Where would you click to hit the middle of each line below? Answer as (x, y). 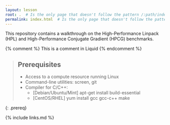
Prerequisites (39, 64)
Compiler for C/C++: (47, 87)
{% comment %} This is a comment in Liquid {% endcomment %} (74, 49)
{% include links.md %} (30, 118)
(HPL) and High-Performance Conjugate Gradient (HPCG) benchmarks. (80, 39)
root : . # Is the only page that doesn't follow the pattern (72, 15)
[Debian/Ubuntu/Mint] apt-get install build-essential (87, 93)
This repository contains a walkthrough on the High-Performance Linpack (82, 34)
